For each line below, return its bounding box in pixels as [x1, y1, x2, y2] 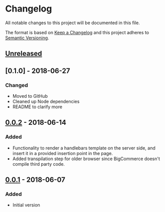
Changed [5, 82, 29, 89]
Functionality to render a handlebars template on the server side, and [12, 145, 155, 151]
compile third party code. [12, 161, 65, 167]
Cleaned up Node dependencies [12, 99, 80, 105]
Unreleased [5, 49, 43, 58]
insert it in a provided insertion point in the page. [12, 150, 113, 156]
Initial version [12, 202, 40, 208]
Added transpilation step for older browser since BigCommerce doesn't [12, 156, 160, 162]
